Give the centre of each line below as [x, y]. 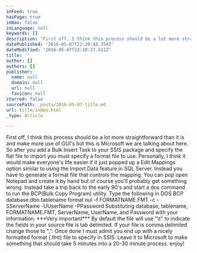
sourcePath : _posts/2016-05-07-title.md [56, 104]
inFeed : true [22, 11]
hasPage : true [23, 17]
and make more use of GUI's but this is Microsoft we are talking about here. [97, 144]
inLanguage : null [27, 28]
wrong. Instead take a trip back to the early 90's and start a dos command [96, 187]
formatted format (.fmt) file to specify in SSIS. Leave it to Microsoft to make [97, 237]
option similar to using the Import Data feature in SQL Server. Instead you [94, 169]
